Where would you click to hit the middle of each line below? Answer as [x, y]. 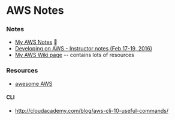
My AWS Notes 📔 [36, 42]
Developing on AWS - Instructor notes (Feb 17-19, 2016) [84, 49]
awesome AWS [34, 83]
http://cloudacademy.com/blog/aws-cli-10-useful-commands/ [92, 110]
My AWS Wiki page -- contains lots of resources [75, 55]
